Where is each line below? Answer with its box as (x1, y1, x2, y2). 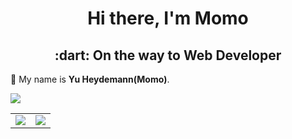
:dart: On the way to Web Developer (54, 47, 282, 64)
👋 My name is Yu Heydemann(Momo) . (10, 73, 170, 85)
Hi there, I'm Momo (87, 7, 249, 30)
